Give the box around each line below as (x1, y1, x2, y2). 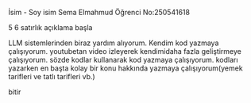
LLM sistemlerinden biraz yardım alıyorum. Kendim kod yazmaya (8, 38, 219, 48)
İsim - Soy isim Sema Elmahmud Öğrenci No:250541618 (8, 8, 191, 17)
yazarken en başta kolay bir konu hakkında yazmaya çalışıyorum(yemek (8, 63, 244, 73)
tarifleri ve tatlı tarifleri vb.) (8, 72, 95, 81)
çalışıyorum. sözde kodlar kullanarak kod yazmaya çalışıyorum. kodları (8, 55, 238, 64)
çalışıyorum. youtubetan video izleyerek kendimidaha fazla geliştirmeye (8, 47, 242, 55)
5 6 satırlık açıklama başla (8, 23, 93, 32)
